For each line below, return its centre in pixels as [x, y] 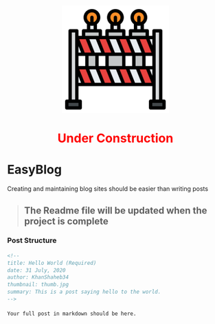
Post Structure [32, 240]
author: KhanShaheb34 [38, 277]
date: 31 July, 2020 [37, 270]
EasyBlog [34, 170]
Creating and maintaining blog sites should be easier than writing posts [107, 189]
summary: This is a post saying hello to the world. [84, 292]
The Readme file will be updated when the [115, 210]
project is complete [66, 221]
